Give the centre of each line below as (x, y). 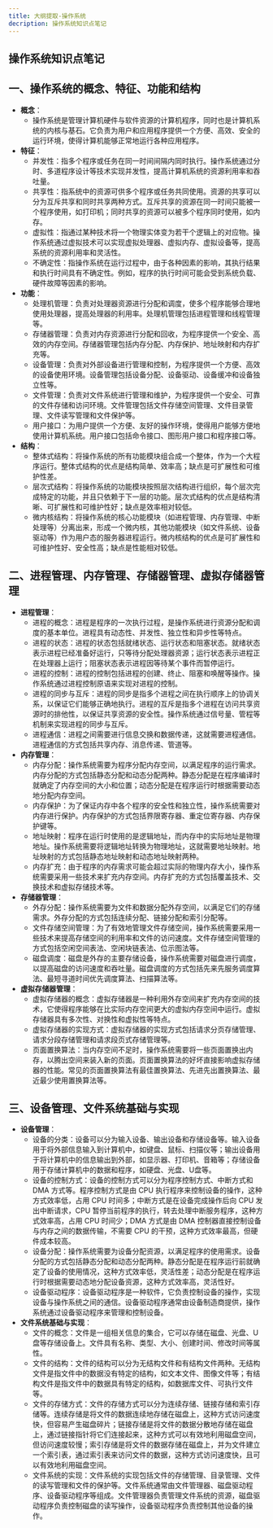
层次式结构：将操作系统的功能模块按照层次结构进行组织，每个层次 (143, 486)
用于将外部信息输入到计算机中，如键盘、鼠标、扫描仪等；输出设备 (143, 1149)
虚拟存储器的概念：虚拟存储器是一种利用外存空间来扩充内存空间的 (143, 999)
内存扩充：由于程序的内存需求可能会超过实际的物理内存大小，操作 (143, 866)
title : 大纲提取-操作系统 (48, 16)
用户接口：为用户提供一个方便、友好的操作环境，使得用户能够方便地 (146, 425)
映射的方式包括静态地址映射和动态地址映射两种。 (121, 856)
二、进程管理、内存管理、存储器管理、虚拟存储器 (131, 576)
